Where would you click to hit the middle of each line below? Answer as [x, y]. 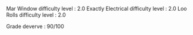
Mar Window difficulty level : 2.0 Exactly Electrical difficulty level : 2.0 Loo [96, 9]
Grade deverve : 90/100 [35, 26]
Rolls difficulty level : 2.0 [36, 15]
